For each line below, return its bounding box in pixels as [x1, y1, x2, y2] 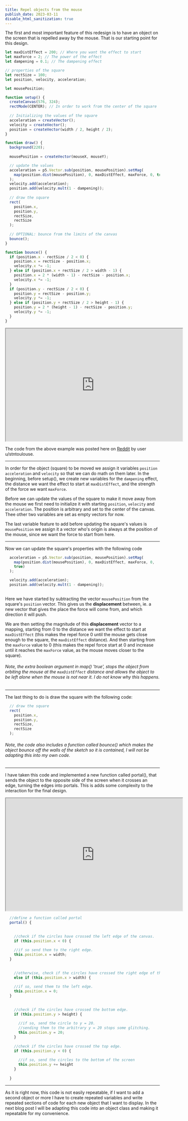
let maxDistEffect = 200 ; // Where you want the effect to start [5, 50, 141, 55]
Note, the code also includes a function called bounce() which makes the [5, 742, 154, 747]
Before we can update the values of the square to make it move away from [5, 496, 156, 502]
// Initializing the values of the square [9, 113, 98, 118]
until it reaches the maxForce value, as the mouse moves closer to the [5, 647, 144, 653]
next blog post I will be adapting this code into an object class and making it [5, 1105, 159, 1111]
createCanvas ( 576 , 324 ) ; [9, 100, 60, 104]
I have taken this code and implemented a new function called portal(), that [5, 772, 157, 778]
